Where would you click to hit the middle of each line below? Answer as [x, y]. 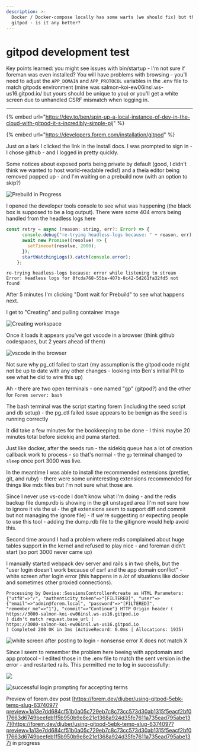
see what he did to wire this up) [44, 377]
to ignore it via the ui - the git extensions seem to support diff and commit [96, 509]
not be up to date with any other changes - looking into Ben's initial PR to [95, 371]
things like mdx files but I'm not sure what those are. [70, 485]
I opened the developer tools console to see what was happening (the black [99, 206]
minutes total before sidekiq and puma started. [63, 437]
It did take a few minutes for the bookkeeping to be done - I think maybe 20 [98, 431]
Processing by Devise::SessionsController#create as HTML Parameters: [95, 594]
